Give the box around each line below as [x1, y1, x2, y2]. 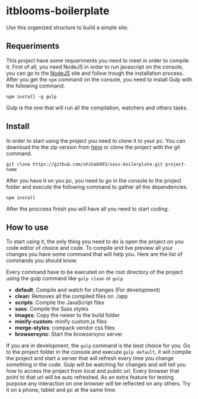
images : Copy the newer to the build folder [14, 312, 120, 319]
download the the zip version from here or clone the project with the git [6, 143, 181, 150]
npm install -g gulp [6, 93, 58, 99]
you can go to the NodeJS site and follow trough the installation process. [6, 70, 184, 77]
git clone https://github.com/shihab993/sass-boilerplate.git [6, 161, 163, 167]
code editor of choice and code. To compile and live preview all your [6, 244, 174, 252]
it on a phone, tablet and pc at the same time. [6, 387, 117, 394]
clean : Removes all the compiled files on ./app [14, 293, 128, 300]
